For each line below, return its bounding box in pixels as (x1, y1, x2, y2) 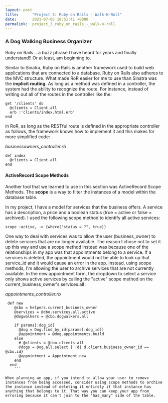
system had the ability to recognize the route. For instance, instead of (5, 86, 149, 92)
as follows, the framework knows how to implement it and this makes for (5, 128, 155, 134)
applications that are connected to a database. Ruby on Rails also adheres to (5, 70, 163, 76)
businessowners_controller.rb (5, 143, 66, 149)
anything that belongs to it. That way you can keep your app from (5, 388, 149, 393)
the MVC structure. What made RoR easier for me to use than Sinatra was (5, 75, 157, 81)
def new (7, 300, 24, 306)
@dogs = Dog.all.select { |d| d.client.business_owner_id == (18, 345, 149, 350)
